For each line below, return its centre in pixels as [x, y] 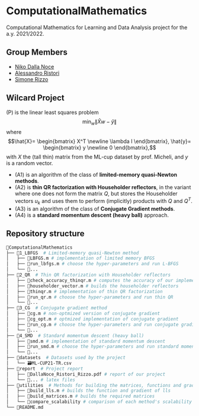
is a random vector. [30, 163]
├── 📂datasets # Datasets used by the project [66, 358]
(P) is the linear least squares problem [52, 112]
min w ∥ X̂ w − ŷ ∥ [99, 122]
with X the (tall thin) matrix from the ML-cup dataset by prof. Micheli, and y [97, 157]
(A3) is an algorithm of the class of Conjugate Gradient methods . [95, 208]
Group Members [37, 53]
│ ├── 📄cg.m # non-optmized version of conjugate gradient [83, 314]
